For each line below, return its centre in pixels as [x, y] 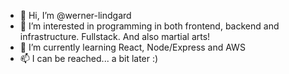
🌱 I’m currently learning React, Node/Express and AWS [132, 47]
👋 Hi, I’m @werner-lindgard [75, 15]
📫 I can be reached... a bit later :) [89, 58]
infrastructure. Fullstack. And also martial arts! [115, 36]
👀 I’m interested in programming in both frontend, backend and [149, 26]
